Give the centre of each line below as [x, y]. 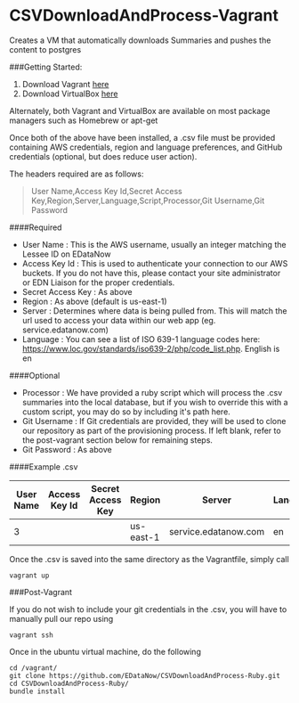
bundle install [37, 691]
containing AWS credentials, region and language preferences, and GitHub [146, 147]
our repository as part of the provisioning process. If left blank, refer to [152, 430]
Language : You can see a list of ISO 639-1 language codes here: [141, 339]
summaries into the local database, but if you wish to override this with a [155, 402]
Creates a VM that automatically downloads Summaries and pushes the [140, 40]
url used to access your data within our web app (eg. [119, 320]
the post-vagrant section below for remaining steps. [117, 440]
